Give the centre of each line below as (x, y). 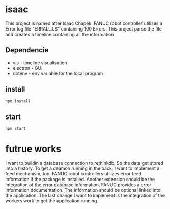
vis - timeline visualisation (40, 63)
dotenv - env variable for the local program (58, 73)
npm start (16, 129)
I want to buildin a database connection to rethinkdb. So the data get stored (84, 163)
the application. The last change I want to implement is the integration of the (85, 196)
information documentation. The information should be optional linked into (83, 190)
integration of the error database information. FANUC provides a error (78, 185)
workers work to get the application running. (52, 201)
